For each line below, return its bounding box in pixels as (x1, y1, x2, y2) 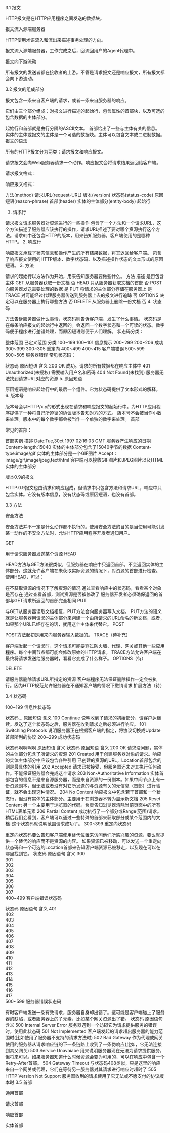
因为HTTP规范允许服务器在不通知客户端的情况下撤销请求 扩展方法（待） (14, 683, 165, 688)
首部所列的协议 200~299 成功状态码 (5, 734, 80, 740)
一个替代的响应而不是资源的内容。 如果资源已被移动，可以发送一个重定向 (9, 838, 162, 844)
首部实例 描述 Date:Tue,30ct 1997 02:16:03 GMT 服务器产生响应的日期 (5, 438, 151, 444)
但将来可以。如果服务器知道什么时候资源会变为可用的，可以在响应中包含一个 (5, 1054, 165, 1060)
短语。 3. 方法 (5, 262, 34, 268)
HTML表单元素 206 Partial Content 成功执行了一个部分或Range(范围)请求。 (5, 808, 162, 814)
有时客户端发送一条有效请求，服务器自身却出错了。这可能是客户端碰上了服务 (5, 1009, 165, 1015)
